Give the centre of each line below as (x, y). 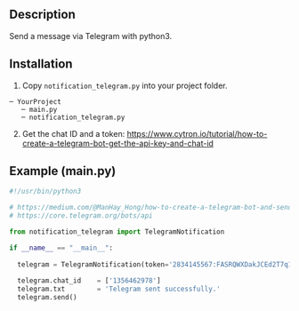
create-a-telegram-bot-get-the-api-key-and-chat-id (117, 143)
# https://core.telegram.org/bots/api (81, 216)
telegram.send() (47, 298)
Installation (41, 64)
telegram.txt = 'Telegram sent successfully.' (119, 289)
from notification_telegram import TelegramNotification (117, 232)
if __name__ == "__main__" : (61, 248)
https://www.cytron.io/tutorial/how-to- (197, 133)
